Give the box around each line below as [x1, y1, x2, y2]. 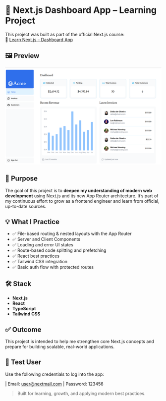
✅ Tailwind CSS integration [12, 259, 68, 265]
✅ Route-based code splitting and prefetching [12, 247, 107, 253]
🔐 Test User [5, 358, 42, 366]
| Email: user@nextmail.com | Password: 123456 [5, 381, 104, 387]
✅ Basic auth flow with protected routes [12, 264, 94, 270]
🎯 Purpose [5, 174, 38, 183]
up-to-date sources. [5, 203, 47, 209]
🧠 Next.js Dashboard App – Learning [5, 4, 157, 16]
